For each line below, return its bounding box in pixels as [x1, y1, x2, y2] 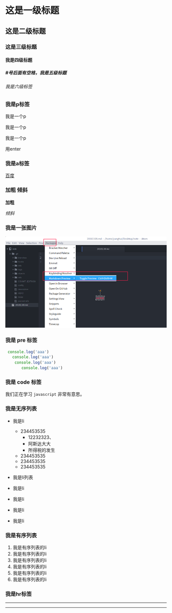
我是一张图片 [5, 224, 37, 231]
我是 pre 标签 [5, 336, 37, 344]
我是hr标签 [5, 590, 32, 597]
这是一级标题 [5, 5, 60, 16]
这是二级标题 [5, 27, 46, 35]
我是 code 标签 [5, 378, 42, 386]
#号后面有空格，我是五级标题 [5, 70, 67, 76]
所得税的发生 [28, 447, 55, 453]
